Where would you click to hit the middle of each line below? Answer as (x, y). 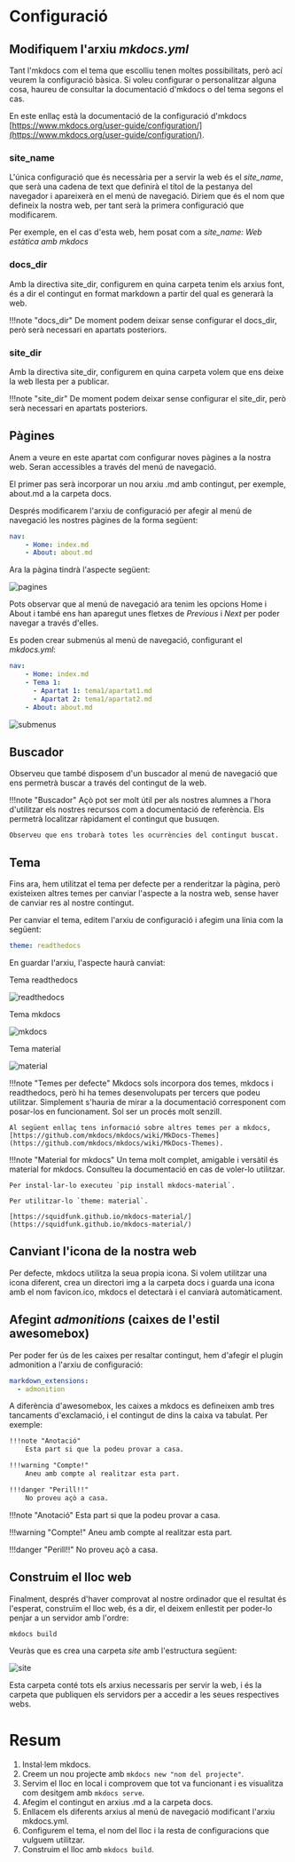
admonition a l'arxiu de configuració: (76, 1365)
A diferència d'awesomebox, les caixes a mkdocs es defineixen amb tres (142, 1406)
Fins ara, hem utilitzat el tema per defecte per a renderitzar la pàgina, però (145, 884)
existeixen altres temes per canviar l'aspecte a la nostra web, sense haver (144, 894)
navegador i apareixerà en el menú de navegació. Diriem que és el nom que (147, 196)
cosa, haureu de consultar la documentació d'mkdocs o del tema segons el (146, 89)
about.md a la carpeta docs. (61, 493)
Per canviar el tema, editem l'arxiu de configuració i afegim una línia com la (146, 920)
